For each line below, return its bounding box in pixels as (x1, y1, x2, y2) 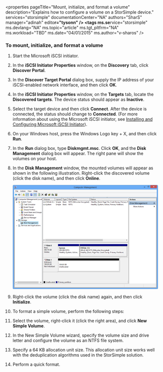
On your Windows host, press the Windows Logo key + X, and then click (12, 131, 157, 137)
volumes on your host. (12, 156, 57, 162)
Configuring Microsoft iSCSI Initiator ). (12, 121, 88, 128)
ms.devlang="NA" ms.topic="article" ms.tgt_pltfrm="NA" (5, 25, 119, 31)
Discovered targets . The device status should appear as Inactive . (12, 97, 145, 102)
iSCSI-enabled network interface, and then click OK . (12, 82, 118, 88)
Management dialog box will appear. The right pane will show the (12, 150, 144, 157)
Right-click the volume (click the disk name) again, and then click (12, 294, 143, 300)
